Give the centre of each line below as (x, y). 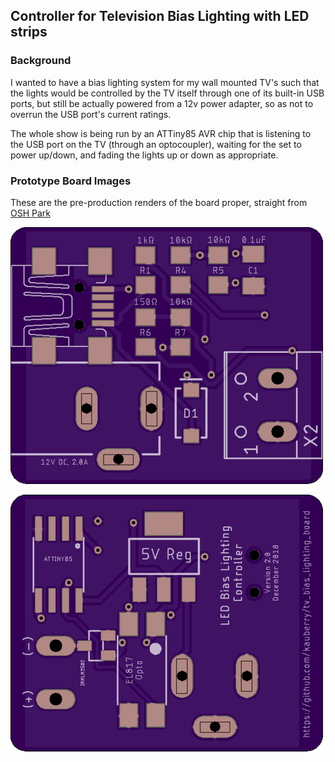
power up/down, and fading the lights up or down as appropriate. (144, 155)
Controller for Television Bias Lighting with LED (160, 16)
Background (41, 61)
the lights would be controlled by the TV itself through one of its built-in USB (167, 93)
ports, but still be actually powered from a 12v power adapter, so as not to (162, 103)
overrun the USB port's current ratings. (91, 114)
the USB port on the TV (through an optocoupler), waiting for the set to (156, 144)
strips (29, 32)
